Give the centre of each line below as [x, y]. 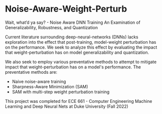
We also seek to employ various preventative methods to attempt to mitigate [81, 62]
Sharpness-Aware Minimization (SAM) [50, 86]
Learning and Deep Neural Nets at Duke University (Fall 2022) [67, 106]
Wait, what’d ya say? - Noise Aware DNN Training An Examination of [73, 22]
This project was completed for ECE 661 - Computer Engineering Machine [79, 101]
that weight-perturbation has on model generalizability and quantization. [77, 52]
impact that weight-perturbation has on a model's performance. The [73, 67]
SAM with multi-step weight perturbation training [61, 92]
